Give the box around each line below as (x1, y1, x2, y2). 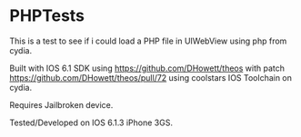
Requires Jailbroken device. (9, 99, 114, 110)
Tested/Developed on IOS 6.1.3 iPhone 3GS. (9, 117, 173, 128)
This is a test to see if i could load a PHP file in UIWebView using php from (9, 35, 287, 46)
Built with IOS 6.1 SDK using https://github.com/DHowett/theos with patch (9, 63, 285, 73)
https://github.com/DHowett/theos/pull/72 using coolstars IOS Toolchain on (9, 72, 293, 83)
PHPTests (9, 5, 85, 26)
